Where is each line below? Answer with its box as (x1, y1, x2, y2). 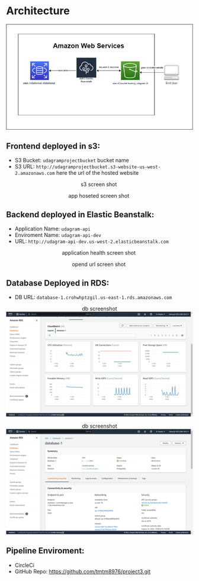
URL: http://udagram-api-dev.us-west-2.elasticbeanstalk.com (14, 238, 169, 245)
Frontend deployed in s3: (6, 141, 101, 151)
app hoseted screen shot (68, 192, 129, 200)
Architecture (6, 4, 70, 18)
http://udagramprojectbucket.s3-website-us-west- (36, 164, 161, 170)
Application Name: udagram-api (14, 225, 91, 232)
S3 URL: (14, 163, 35, 170)
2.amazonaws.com (14, 171, 55, 176)
